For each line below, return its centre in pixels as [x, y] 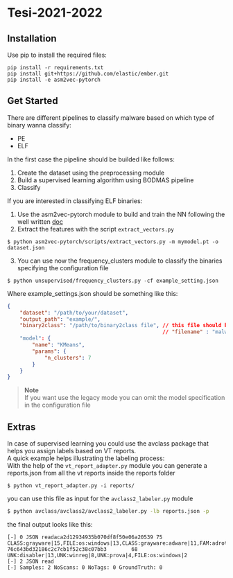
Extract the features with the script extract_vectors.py [96, 229]
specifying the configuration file [63, 268]
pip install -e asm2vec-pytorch [54, 80]
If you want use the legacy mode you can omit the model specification [124, 398]
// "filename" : [185, 332]
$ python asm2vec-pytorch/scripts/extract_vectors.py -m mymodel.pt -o [113, 242]
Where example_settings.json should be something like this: [93, 293]
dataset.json [26, 247]
